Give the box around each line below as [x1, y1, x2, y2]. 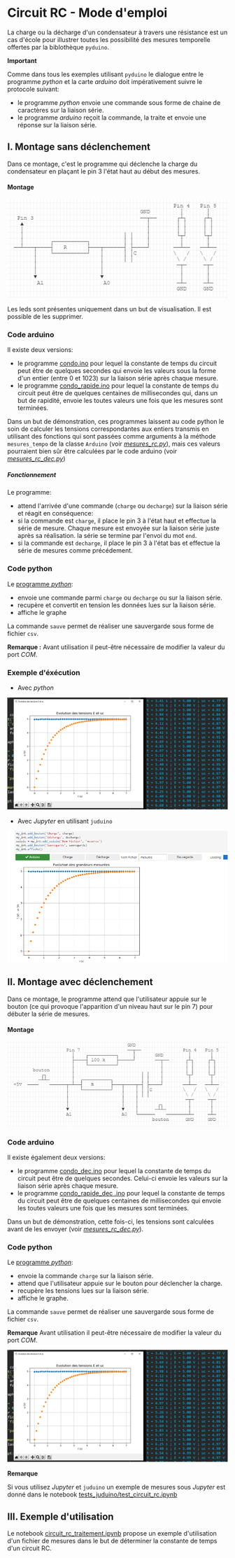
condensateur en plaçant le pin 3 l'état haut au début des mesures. [7, 167, 201, 176]
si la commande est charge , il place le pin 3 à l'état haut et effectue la [17, 516, 217, 525]
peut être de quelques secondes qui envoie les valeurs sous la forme [17, 367, 217, 375]
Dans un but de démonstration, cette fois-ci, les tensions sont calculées [7, 1217, 215, 1226]
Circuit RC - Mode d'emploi [7, 5, 168, 21]
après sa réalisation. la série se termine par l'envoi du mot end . [17, 532, 197, 540]
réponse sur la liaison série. [17, 120, 97, 129]
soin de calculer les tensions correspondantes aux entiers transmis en [7, 425, 210, 433]
